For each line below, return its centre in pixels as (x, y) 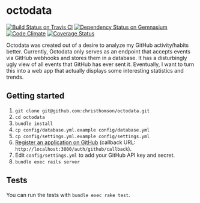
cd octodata (30, 117)
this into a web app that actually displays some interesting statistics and (95, 70)
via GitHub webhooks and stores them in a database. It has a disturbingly (97, 58)
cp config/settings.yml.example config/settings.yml (82, 136)
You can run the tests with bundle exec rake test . (68, 195)
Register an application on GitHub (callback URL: (75, 142)
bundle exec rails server (47, 162)
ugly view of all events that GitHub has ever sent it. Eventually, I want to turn (100, 64)
